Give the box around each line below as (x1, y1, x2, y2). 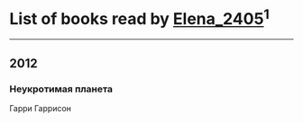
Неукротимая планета (9, 83, 114, 95)
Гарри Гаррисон (9, 102, 72, 113)
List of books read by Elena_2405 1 (9, 5, 271, 30)
